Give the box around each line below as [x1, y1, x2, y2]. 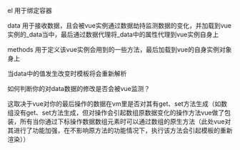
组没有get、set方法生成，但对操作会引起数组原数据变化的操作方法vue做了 [7, 109, 225, 117]
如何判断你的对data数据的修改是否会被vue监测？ [7, 85, 151, 92]
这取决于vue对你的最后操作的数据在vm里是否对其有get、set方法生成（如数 [7, 100, 227, 108]
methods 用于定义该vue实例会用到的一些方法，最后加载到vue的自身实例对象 [7, 45, 232, 53]
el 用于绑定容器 [7, 6, 52, 14]
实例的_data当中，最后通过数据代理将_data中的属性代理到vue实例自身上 [7, 31, 219, 38]
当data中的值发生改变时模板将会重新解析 [7, 70, 127, 77]
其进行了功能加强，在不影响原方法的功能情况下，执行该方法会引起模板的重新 [7, 127, 233, 134]
